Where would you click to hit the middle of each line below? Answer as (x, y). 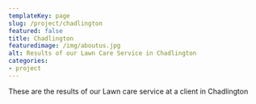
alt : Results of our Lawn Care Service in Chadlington (103, 53)
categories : (28, 61)
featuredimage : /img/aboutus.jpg (65, 46)
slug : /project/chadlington (56, 23)
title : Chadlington (41, 38)
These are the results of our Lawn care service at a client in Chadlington (128, 91)
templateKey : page (39, 16)
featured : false (36, 31)
